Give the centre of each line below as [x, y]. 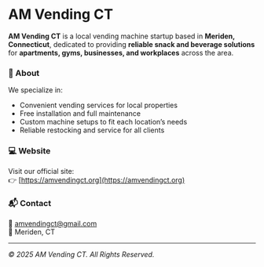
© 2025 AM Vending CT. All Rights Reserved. [81, 254]
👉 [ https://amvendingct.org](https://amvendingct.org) [97, 180]
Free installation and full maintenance [80, 114]
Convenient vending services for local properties [99, 105]
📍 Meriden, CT [31, 232]
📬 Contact [30, 204]
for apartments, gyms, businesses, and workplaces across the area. [121, 52]
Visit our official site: [41, 171]
